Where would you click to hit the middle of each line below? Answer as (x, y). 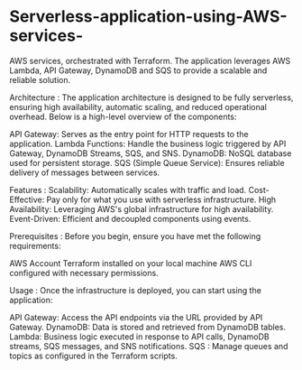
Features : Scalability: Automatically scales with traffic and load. (128, 190)
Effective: (27, 199)
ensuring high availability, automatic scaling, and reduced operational (138, 106)
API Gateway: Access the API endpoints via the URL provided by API (136, 317)
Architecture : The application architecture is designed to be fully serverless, (151, 97)
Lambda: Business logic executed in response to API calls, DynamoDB (139, 337)
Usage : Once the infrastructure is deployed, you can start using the (135, 290)
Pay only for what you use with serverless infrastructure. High (161, 199)
